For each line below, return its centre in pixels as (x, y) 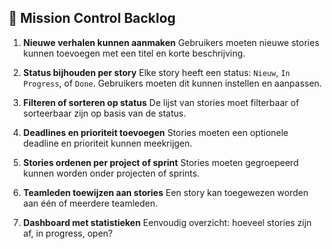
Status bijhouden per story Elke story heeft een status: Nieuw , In (156, 72)
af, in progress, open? (67, 233)
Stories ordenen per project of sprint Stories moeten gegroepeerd (161, 162)
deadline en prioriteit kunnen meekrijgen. (107, 143)
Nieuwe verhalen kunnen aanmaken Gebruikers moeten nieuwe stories (171, 42)
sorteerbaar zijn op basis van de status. (104, 113)
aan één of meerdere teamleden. (90, 203)
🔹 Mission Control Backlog (92, 18)
